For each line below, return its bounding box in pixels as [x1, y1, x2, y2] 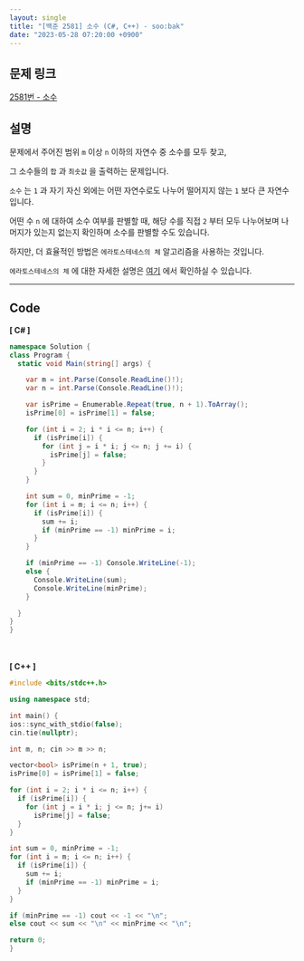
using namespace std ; [9, 695, 91, 705]
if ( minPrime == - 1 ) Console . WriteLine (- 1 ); [25, 559, 196, 568]
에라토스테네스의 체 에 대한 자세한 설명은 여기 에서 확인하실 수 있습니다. [9, 265, 252, 276]
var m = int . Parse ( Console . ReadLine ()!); [25, 375, 184, 385]
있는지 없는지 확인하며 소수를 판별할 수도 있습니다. [33, 227, 210, 237]
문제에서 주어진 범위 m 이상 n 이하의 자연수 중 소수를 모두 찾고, [9, 147, 227, 157]
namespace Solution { [9, 341, 91, 351]
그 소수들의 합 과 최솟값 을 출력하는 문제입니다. [9, 166, 169, 177]
